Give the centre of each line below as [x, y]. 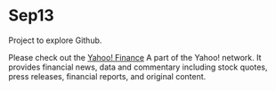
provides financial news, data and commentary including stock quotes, [138, 67]
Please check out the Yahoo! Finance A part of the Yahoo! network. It [135, 57]
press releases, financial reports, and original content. [107, 76]
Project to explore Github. [55, 40]
